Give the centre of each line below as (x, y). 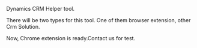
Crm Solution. (23, 27)
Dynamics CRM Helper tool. (41, 9)
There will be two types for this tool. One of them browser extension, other (98, 20)
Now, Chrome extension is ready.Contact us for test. (71, 38)
